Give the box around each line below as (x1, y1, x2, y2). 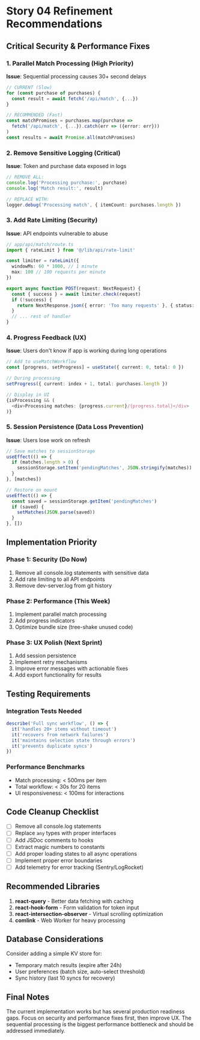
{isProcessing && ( (6, 397, 55, 403)
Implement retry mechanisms (14, 659, 88, 666)
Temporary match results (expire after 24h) (14, 962, 122, 969)
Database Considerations (6, 934, 104, 944)
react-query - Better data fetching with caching (14, 897, 134, 904)
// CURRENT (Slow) (6, 84, 52, 90)
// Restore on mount (6, 487, 58, 493)
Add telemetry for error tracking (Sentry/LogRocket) (14, 863, 144, 871)
